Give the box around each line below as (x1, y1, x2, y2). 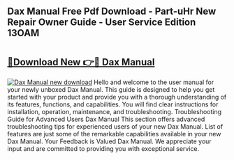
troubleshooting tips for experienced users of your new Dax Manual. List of (7, 122, 224, 131)
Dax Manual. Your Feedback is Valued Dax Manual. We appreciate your (7, 137, 212, 145)
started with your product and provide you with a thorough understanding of (7, 93, 227, 101)
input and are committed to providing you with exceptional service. (7, 145, 200, 152)
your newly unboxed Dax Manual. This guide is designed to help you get (7, 86, 215, 93)
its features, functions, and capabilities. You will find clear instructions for (7, 100, 219, 109)
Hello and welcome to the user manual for (94, 78, 214, 86)
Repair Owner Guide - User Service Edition (7, 17, 196, 29)
